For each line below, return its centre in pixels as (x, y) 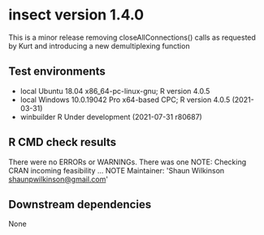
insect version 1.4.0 (76, 15)
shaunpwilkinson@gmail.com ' (58, 179)
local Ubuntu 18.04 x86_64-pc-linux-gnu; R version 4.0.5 (115, 91)
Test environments (57, 72)
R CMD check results (63, 142)
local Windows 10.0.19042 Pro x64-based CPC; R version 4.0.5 (125, 100)
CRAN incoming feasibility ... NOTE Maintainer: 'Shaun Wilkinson (117, 170)
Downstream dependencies (80, 204)
